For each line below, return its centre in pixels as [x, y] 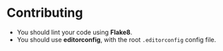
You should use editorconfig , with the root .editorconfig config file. [116, 39]
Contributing [45, 13]
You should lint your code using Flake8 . [74, 32]
